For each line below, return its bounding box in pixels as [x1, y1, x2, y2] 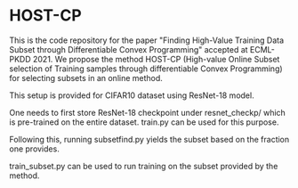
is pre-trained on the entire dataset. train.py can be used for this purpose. [9, 117, 279, 127]
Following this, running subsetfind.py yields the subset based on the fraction [9, 134, 290, 144]
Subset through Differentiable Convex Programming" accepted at [9, 44, 248, 54]
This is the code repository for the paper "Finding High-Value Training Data [9, 35, 285, 45]
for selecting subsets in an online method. [9, 72, 163, 83]
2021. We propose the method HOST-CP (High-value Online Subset [32, 53, 280, 64]
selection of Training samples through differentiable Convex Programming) [9, 63, 283, 74]
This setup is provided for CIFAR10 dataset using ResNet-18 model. [9, 90, 255, 101]
